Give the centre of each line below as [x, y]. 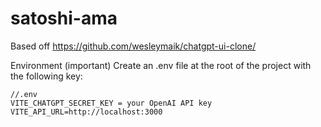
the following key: [46, 76]
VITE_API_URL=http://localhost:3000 [86, 112]
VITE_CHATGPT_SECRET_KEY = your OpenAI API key [111, 103]
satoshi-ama [64, 18]
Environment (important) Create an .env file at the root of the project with [161, 65]
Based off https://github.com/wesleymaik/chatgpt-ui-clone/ [133, 46]
